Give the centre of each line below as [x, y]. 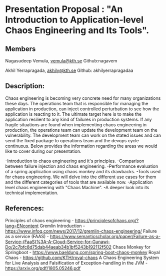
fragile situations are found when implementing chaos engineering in [76, 125]
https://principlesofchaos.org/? [107, 220]
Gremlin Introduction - [62, 226]
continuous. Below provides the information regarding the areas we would [81, 146]
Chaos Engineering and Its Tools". [77, 30]
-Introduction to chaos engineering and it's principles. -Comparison [75, 161]
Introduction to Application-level [74, 20]
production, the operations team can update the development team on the [81, 130]
